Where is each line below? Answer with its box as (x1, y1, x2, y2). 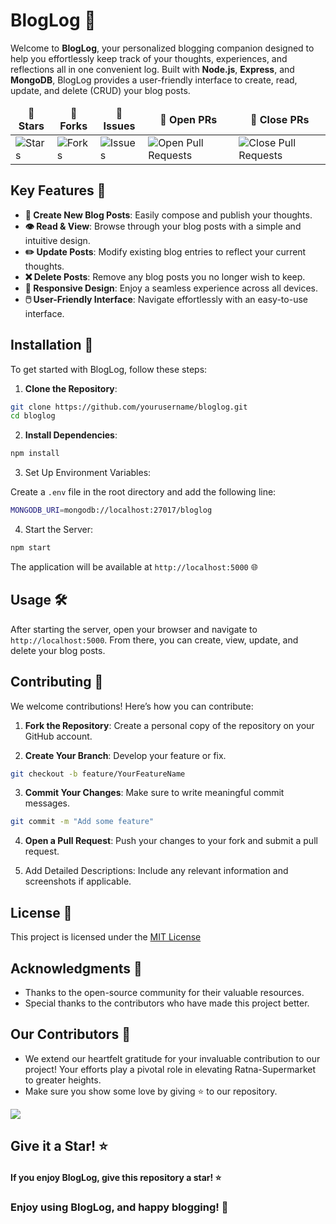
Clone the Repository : (24, 382, 118, 394)
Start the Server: (24, 524, 93, 536)
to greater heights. (24, 1074, 102, 1086)
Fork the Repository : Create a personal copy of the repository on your (24, 719, 315, 731)
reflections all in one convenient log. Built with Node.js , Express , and (10, 63, 295, 75)
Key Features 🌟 (10, 182, 107, 199)
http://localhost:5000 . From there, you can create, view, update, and (10, 634, 299, 646)
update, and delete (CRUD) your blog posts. (10, 84, 191, 96)
